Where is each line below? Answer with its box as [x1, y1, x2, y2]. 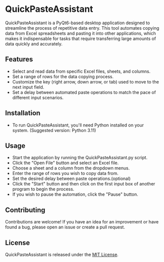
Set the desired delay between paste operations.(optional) [12, 175, 131, 181]
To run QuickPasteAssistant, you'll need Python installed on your [12, 122, 144, 128]
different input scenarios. [12, 94, 64, 100]
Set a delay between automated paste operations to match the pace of [12, 89, 156, 95]
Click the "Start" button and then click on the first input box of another [12, 181, 156, 187]
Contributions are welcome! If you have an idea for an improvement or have [5, 219, 159, 225]
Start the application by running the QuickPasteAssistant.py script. [12, 155, 148, 161]
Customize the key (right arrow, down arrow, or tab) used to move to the [12, 79, 159, 85]
